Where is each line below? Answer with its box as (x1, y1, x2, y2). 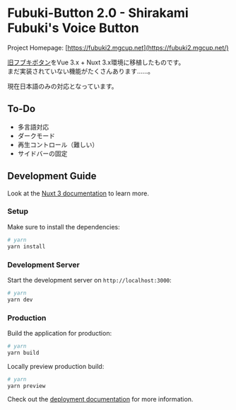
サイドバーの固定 (17, 149, 68, 157)
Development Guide (7, 170, 97, 182)
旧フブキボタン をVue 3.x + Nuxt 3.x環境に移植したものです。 (7, 58, 185, 67)
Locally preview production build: (7, 362, 105, 370)
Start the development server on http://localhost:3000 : (7, 275, 172, 284)
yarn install (7, 243, 46, 250)
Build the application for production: (7, 329, 112, 337)
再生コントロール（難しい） (17, 140, 99, 149)
